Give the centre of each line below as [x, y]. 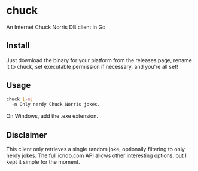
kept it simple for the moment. [43, 162]
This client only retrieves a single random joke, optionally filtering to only [96, 149]
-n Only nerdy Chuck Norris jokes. [56, 105]
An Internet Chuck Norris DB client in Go [56, 27]
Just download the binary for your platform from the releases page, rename [99, 60]
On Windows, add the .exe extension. [52, 116]
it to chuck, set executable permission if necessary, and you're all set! [92, 66]
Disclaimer [27, 135]
